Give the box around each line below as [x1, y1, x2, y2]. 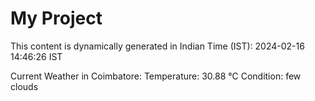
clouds [10, 80, 39, 92]
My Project [10, 7, 103, 30]
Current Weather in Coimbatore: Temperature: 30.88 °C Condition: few [10, 70, 302, 82]
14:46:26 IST [10, 50, 63, 62]
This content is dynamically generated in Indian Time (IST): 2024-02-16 [10, 40, 305, 52]
